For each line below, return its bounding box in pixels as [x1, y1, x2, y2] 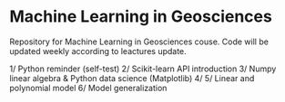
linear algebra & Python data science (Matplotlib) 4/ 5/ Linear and [9, 72, 255, 83]
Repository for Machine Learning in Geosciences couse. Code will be [9, 36, 269, 47]
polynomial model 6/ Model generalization [9, 82, 168, 93]
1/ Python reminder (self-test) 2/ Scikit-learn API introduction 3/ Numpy [9, 63, 277, 74]
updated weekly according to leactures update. [9, 45, 187, 56]
